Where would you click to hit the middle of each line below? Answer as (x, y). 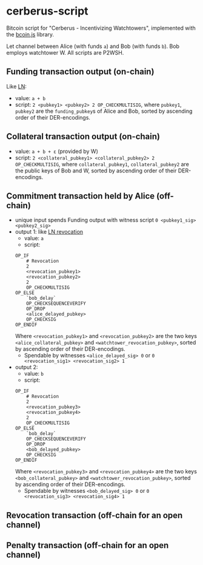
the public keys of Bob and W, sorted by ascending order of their (96, 171)
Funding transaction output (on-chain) (80, 72)
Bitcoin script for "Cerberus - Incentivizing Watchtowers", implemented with (101, 28)
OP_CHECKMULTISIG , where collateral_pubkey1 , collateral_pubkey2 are (102, 164)
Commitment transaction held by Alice (81, 196)
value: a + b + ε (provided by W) (56, 151)
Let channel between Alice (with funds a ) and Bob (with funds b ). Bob (93, 46)
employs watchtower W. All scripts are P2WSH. (65, 52)
